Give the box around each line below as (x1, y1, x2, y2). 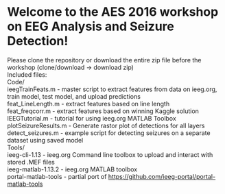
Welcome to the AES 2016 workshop (7, 4, 219, 20)
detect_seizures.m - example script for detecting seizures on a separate (7, 128, 211, 137)
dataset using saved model (7, 136, 84, 144)
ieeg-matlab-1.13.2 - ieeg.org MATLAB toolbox (7, 165, 138, 173)
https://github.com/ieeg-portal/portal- (108, 172, 216, 180)
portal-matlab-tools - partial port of (7, 172, 107, 180)
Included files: (7, 70, 47, 79)
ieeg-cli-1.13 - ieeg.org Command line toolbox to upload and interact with (7, 150, 213, 158)
